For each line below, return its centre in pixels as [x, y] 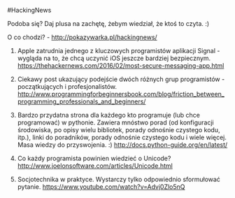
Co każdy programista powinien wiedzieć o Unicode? [94, 158]
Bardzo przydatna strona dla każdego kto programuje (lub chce [109, 115]
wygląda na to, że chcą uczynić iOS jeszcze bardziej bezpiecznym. [114, 58]
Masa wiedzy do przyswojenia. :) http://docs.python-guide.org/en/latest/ [122, 145]
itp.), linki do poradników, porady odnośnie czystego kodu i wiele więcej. [122, 137]
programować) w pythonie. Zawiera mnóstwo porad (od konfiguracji [116, 122]
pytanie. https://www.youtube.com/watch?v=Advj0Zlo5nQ [101, 187]
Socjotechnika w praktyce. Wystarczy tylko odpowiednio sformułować [119, 179]
